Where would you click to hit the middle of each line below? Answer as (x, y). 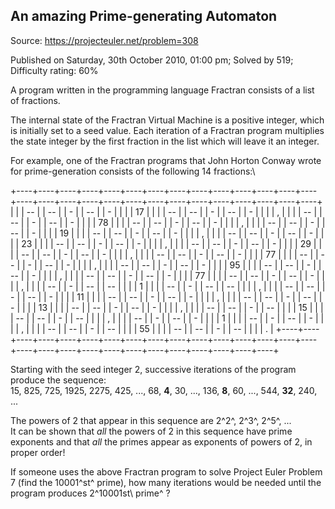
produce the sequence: (58, 380)
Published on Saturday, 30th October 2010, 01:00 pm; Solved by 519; (152, 60)
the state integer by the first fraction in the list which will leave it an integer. (165, 141)
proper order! (38, 452)
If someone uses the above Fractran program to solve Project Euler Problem (166, 471)
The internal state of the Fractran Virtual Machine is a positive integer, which (167, 120)
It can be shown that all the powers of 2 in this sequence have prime (151, 431)
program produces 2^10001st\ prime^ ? (90, 493)
